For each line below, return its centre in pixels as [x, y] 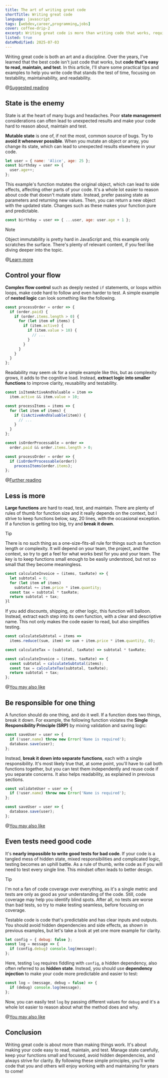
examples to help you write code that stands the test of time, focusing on [80, 73]
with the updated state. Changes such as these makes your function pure [81, 206]
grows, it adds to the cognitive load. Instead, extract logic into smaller [78, 378]
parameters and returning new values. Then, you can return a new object [80, 200]
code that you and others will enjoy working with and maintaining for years [82, 1065]
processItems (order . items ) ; [43, 466]
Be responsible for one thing [50, 703]
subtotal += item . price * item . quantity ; [58, 588]
